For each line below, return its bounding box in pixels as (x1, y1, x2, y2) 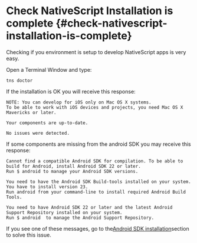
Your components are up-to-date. (6, 119, 88, 126)
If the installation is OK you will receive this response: (6, 88, 136, 95)
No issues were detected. (6, 130, 70, 136)
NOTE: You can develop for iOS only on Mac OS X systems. (6, 99, 152, 105)
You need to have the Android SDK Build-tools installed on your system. (6, 178, 192, 185)
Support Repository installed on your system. (6, 209, 123, 215)
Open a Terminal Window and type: (6, 66, 92, 73)
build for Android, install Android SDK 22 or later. (6, 163, 142, 169)
